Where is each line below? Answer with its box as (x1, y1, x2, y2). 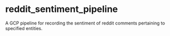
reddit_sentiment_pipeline (5, 3, 118, 15)
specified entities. (5, 25, 43, 31)
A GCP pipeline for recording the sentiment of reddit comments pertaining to (5, 20, 165, 26)
